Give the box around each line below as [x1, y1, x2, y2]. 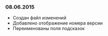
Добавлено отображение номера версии [12, 20, 103, 26]
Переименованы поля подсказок [12, 25, 85, 31]
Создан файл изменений [12, 15, 67, 21]
